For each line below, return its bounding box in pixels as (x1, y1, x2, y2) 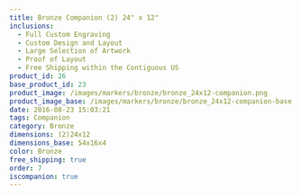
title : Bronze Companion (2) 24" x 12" (9, 13, 160, 22)
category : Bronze (9, 122, 75, 131)
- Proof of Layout (17, 55, 87, 64)
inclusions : (9, 22, 54, 31)
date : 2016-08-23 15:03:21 (9, 105, 111, 114)
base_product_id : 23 (9, 80, 87, 89)
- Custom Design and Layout (17, 38, 123, 48)
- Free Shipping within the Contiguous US (17, 64, 179, 73)
